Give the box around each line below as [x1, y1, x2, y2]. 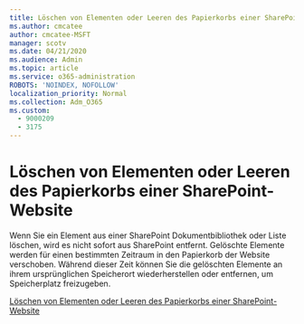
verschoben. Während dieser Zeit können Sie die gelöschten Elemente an [9, 259, 283, 270]
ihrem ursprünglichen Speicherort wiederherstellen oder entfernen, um [9, 268, 274, 279]
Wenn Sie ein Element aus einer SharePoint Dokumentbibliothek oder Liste [9, 230, 287, 241]
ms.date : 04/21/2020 [9, 47, 88, 56]
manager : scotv [9, 38, 67, 48]
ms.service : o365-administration [9, 72, 136, 81]
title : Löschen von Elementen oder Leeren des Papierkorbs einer [9, 13, 261, 23]
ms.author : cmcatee [9, 22, 83, 31]
